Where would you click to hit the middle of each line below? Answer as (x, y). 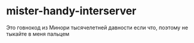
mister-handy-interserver (71, 11)
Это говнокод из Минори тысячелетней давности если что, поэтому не (97, 27)
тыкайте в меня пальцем (38, 33)
